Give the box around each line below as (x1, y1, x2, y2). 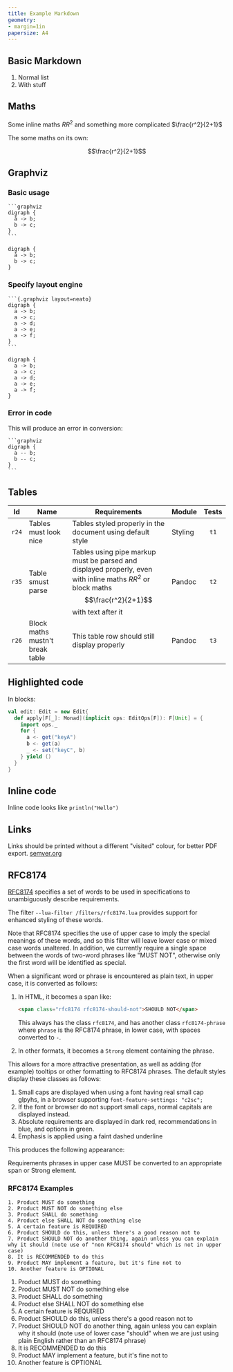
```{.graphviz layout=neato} (8, 295, 92, 303)
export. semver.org (8, 849, 62, 858)
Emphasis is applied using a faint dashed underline (17, 1131, 163, 1140)
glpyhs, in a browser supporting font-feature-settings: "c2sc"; (17, 1095, 203, 1103)
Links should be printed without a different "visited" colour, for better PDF (8, 842, 218, 850)
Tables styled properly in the (72, 518, 165, 528)
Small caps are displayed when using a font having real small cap (17, 1088, 204, 1096)
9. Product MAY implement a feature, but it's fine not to (8, 1259, 182, 1267)
